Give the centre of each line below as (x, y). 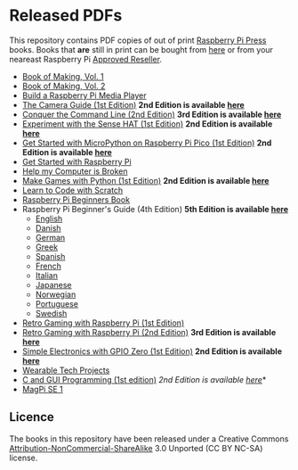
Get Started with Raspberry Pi (77, 161)
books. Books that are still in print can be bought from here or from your (141, 49)
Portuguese (56, 303)
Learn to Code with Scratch (72, 190)
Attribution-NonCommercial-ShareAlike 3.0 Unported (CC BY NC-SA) (136, 448)
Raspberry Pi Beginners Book (76, 199)
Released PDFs (66, 16)
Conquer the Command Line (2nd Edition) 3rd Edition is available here (152, 114)
